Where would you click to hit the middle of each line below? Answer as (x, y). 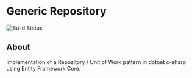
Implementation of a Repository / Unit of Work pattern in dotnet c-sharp (96, 62)
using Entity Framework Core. (44, 68)
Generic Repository (56, 11)
